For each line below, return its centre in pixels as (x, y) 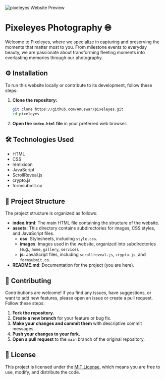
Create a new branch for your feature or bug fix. (62, 318)
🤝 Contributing (28, 281)
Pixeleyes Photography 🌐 (58, 28)
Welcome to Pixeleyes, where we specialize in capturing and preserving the (82, 42)
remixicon (23, 164)
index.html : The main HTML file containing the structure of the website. (86, 223)
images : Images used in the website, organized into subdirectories (88, 244)
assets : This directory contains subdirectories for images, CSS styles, (84, 228)
